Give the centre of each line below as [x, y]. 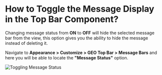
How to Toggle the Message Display [80, 9]
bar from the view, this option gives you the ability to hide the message [77, 38]
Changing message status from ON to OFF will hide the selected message [80, 33]
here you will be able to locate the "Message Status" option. [67, 57]
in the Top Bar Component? [62, 19]
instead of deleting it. [27, 43]
